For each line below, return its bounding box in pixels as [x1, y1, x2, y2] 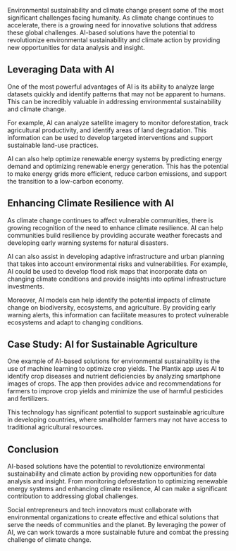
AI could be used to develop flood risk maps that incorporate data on [7, 267, 207, 275]
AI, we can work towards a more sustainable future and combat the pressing [7, 528, 229, 537]
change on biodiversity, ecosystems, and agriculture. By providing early [7, 303, 216, 312]
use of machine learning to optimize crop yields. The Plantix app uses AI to [7, 365, 225, 373]
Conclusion [7, 443, 59, 455]
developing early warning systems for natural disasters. [7, 239, 169, 247]
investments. [7, 281, 44, 291]
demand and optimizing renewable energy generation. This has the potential [7, 162, 229, 170]
